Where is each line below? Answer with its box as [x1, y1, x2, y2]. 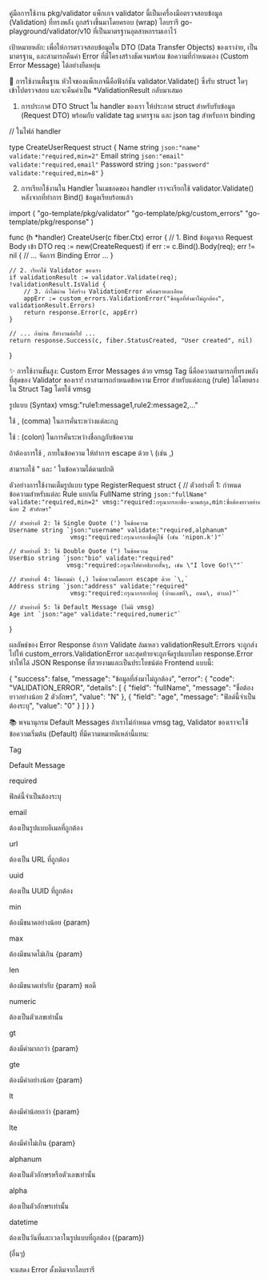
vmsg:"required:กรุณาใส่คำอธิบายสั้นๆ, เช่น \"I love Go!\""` [66, 561, 245, 569]
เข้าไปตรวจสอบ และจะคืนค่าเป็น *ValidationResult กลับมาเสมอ [9, 86, 183, 94]
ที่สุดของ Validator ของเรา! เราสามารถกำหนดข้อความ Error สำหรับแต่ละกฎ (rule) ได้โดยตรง [9, 375, 259, 384]
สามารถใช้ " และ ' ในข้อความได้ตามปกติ [9, 464, 114, 473]
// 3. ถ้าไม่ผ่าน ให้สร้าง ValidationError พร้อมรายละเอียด [23, 287, 183, 295]
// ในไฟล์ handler [9, 126, 62, 136]
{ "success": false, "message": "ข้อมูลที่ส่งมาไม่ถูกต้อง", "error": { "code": [9, 674, 235, 683]
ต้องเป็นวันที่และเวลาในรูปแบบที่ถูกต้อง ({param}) [9, 1233, 145, 1242]
